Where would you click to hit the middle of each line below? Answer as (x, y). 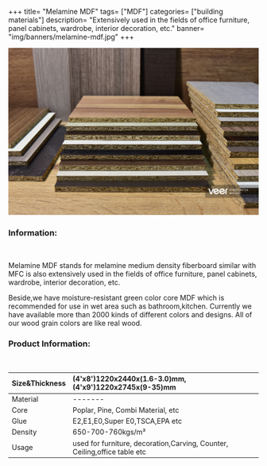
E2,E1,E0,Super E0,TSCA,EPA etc (128, 421)
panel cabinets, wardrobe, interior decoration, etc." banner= (106, 28)
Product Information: (50, 344)
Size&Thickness (39, 383)
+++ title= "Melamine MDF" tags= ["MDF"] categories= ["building (116, 12)
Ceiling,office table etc (110, 452)
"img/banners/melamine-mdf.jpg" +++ (72, 37)
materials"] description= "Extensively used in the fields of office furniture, (129, 20)
